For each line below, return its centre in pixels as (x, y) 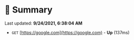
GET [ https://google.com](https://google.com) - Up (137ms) (70, 32)
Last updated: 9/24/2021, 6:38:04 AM (44, 23)
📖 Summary (29, 10)
